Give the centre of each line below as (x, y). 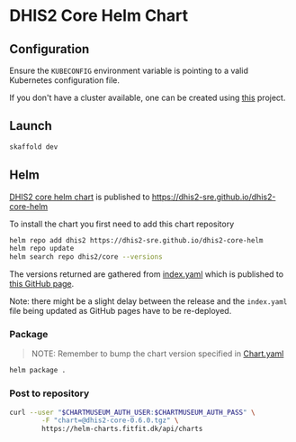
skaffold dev (34, 147)
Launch (31, 126)
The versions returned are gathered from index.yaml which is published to (147, 274)
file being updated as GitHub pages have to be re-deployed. (121, 311)
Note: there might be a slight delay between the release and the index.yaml (148, 301)
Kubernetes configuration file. (64, 80)
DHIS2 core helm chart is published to (80, 197)
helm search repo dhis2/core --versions (86, 257)
